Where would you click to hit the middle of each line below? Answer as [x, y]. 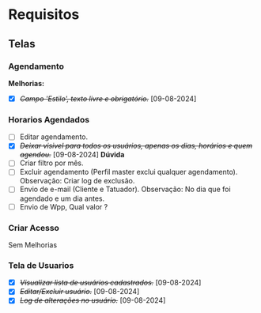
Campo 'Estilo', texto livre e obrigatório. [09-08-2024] [108, 98]
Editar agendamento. [54, 137]
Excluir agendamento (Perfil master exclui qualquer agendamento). [129, 172]
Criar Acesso [34, 228]
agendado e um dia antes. [62, 198]
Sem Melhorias [33, 245]
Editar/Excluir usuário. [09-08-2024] [79, 292]
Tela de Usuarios [41, 265]
